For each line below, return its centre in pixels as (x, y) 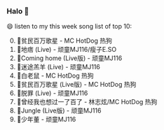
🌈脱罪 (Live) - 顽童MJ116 (52, 93)
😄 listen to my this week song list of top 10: (69, 27)
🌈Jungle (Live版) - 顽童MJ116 (59, 110)
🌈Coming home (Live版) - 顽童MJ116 (69, 58)
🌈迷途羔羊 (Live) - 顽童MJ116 (59, 67)
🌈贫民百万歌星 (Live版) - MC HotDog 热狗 (76, 85)
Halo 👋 (18, 11)
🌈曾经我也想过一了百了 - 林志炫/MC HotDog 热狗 (87, 102)
